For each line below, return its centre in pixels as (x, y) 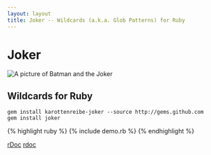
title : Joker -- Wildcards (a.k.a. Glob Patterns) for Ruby (96, 20)
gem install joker (34, 118)
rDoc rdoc (22, 145)
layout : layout (29, 14)
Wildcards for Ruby (50, 96)
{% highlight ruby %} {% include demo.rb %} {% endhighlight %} (101, 131)
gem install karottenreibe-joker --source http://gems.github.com (105, 112)
